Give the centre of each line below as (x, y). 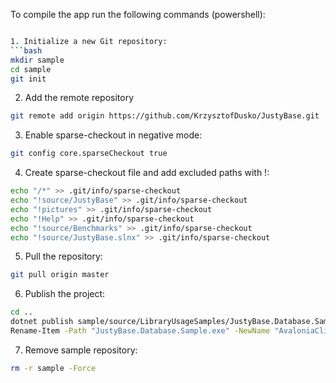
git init (28, 79)
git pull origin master (60, 275)
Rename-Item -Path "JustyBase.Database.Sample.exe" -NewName (140, 331)
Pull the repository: (63, 256)
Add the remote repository (79, 98)
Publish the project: (65, 294)
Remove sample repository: (81, 350)
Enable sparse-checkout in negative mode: (113, 135)
